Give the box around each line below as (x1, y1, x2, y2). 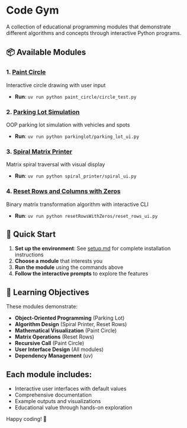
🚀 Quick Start (6, 229, 56, 239)
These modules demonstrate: (6, 303, 78, 310)
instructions (14, 251, 44, 258)
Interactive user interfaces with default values (14, 385, 127, 392)
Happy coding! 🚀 (6, 415, 47, 422)
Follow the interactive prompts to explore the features (14, 270, 149, 277)
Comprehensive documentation (14, 391, 92, 398)
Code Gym (6, 4, 59, 17)
